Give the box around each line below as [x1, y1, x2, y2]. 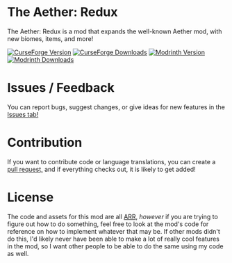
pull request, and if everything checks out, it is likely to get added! [7, 165, 196, 173]
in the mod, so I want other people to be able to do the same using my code [7, 241, 224, 250]
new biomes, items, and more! [7, 34, 94, 42]
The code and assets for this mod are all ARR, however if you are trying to [7, 212, 219, 221]
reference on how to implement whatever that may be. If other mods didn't [7, 227, 221, 235]
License [7, 189, 54, 205]
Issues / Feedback [7, 80, 115, 96]
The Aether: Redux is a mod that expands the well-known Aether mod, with [7, 27, 222, 35]
